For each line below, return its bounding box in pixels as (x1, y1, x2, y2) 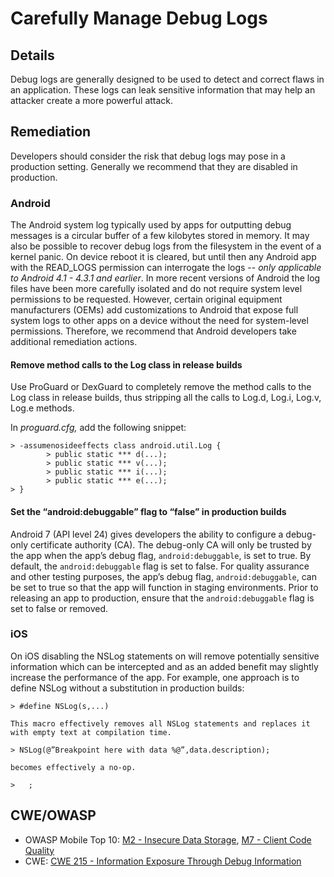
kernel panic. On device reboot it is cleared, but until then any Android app (10, 251, 317, 263)
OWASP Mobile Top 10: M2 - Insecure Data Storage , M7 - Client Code (24, 833, 312, 846)
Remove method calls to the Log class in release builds (10, 358, 243, 371)
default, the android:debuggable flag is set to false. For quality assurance (10, 560, 310, 572)
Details (10, 47, 55, 64)
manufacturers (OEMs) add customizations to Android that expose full (10, 304, 299, 316)
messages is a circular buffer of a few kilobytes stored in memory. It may (10, 230, 310, 242)
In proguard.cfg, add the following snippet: (10, 422, 187, 434)
